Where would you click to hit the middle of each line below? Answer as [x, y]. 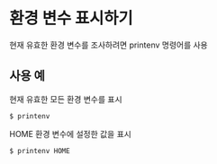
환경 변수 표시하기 [71, 18]
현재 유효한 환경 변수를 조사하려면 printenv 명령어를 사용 [109, 45]
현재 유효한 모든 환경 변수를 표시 [66, 99]
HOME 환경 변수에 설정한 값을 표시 [71, 134]
